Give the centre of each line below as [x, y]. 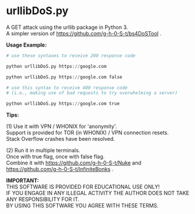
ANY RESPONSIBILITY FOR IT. [43, 199]
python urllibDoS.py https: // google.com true [63, 104]
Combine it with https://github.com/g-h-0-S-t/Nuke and [74, 163]
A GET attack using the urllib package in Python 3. [67, 27]
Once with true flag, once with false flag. [55, 157]
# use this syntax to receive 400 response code [67, 88]
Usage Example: [27, 45]
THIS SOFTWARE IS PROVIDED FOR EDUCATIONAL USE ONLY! [83, 187]
